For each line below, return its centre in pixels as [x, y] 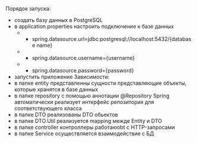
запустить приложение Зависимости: [62, 77]
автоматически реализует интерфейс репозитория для [84, 102]
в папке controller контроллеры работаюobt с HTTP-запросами [94, 127]
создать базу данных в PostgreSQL [58, 20]
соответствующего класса [48, 108]
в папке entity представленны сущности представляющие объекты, [100, 83]
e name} [42, 45]
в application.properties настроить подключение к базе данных [94, 26]
